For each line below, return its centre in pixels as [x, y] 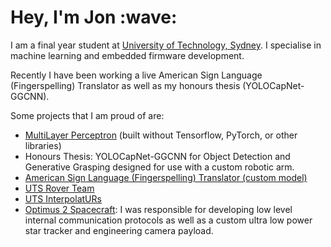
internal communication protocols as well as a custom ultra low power [168, 220]
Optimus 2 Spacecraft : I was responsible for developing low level [158, 209]
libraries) [43, 145]
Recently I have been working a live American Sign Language [136, 75]
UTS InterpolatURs [63, 198]
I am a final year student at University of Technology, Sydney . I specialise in [166, 45]
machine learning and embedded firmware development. [127, 55]
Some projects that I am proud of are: [87, 115]
